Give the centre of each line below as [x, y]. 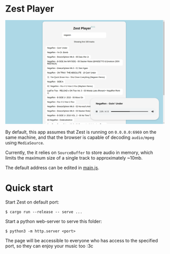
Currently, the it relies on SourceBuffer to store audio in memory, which [79, 153]
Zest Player [30, 9]
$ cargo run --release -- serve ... [44, 212]
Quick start [29, 188]
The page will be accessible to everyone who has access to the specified [82, 241]
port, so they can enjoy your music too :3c [49, 246]
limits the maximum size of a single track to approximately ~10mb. [74, 158]
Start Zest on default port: [32, 202]
